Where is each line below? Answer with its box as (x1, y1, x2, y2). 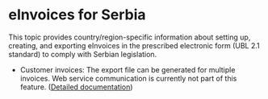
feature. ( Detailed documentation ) (19, 82, 133, 92)
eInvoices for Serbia (8, 6, 147, 24)
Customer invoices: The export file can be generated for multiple (19, 64, 236, 74)
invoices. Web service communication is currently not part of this (19, 73, 237, 83)
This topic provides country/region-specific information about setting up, (8, 32, 251, 42)
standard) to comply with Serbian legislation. (8, 49, 157, 59)
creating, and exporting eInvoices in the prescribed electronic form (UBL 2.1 (8, 40, 260, 50)
